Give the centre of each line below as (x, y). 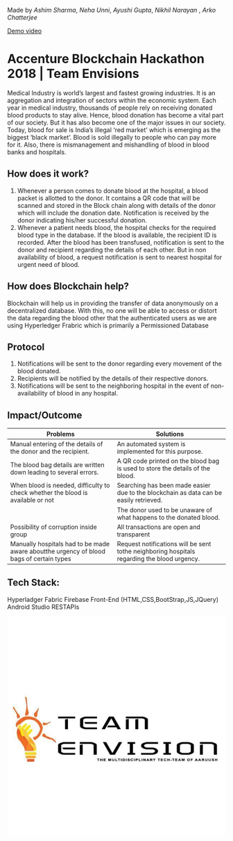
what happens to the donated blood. (169, 517)
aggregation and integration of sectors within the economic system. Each (112, 100)
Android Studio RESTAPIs (43, 607)
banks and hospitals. (37, 152)
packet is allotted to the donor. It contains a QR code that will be (109, 198)
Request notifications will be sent (164, 544)
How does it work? (48, 174)
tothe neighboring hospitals (156, 551)
